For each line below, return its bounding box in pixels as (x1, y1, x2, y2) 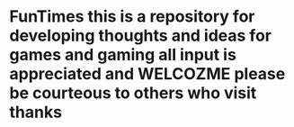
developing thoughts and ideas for (9, 25, 272, 46)
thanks (9, 102, 63, 122)
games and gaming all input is (9, 45, 236, 65)
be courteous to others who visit (9, 83, 257, 104)
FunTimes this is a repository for (9, 6, 255, 27)
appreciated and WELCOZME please (9, 64, 286, 85)
